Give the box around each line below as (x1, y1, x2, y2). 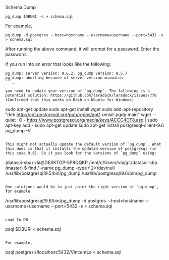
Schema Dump (5, 5, 36, 10)
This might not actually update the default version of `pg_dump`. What (5, 142, 161, 147)
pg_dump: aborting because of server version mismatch (5, 75, 123, 80)
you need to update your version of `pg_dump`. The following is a (5, 88, 150, 93)
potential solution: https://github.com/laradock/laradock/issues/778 (5, 93, 157, 98)
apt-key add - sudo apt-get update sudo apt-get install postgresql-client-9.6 (5, 122, 164, 128)
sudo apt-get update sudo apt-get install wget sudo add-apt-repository (5, 106, 153, 112)
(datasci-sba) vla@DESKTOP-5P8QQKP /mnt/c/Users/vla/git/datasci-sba (5, 160, 157, 166)
